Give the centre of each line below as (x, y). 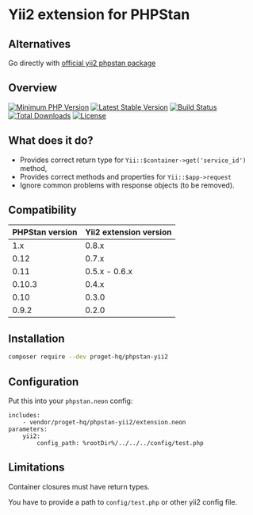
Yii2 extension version (128, 232)
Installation (36, 338)
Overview (33, 88)
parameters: (28, 429)
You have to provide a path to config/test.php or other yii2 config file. (123, 501)
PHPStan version (45, 232)
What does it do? (51, 141)
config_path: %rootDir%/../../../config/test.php (120, 443)
